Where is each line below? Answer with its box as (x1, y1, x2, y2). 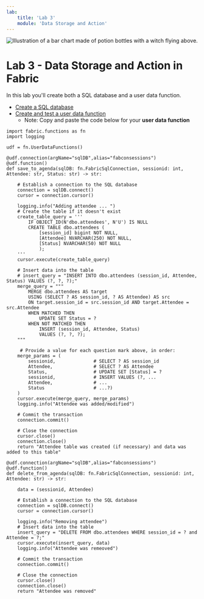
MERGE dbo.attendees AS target (28, 288, 108, 295)
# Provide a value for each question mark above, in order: (19, 348, 175, 354)
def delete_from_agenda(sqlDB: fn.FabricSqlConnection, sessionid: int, (6, 471, 195, 477)
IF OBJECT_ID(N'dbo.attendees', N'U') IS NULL (28, 219, 149, 226)
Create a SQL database (15, 103, 74, 111)
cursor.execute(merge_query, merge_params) (17, 395, 130, 402)
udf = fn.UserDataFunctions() (6, 144, 83, 150)
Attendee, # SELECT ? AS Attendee (28, 364, 154, 370)
